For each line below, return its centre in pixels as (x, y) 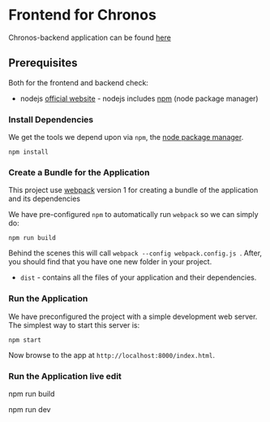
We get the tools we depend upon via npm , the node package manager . (126, 137)
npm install (28, 152)
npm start (25, 340)
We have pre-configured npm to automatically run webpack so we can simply (133, 215)
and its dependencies (45, 199)
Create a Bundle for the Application (79, 172)
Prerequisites (43, 63)
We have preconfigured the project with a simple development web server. (133, 316)
